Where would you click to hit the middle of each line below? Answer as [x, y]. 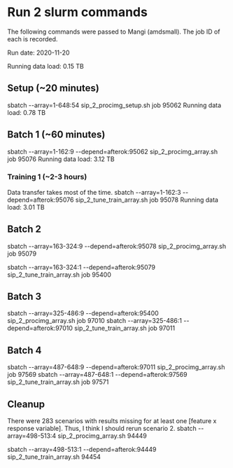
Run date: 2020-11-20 [38, 53]
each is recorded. [33, 39]
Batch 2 [24, 229]
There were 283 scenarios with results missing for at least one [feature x [112, 421]
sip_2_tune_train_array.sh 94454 [54, 457]
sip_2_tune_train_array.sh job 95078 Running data [147, 200]
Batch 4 [24, 350]
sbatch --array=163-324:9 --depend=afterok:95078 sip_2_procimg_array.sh [116, 246]
